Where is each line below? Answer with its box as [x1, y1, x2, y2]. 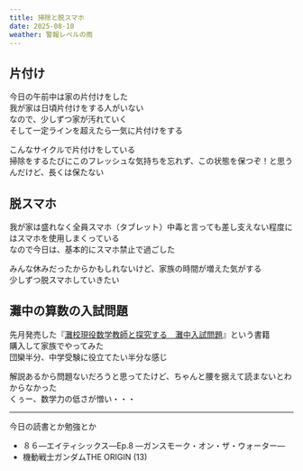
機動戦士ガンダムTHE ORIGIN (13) [22, 451, 148, 462]
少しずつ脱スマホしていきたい [9, 274, 120, 285]
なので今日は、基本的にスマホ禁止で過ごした [9, 245, 176, 254]
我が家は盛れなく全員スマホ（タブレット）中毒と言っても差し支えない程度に [9, 222, 293, 232]
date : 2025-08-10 [9, 22, 75, 31]
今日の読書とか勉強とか [9, 420, 96, 431]
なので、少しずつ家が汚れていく [9, 114, 128, 125]
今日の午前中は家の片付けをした [9, 91, 128, 102]
